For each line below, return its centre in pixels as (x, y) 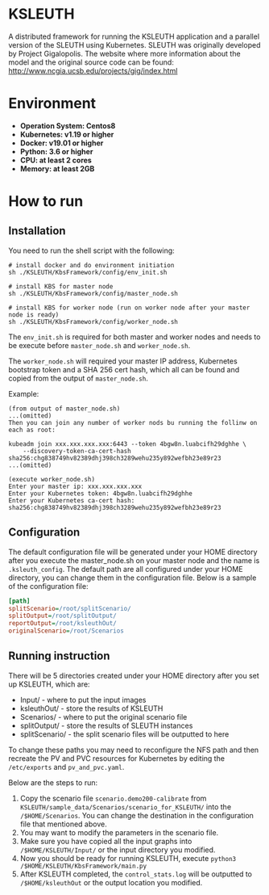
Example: (24, 393)
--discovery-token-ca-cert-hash (77, 451)
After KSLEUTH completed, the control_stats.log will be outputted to (136, 874)
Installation (37, 231)
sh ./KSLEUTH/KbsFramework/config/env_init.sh (88, 272)
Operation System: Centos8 (68, 125)
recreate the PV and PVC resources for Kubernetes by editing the (117, 758)
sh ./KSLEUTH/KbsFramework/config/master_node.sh (93, 293)
